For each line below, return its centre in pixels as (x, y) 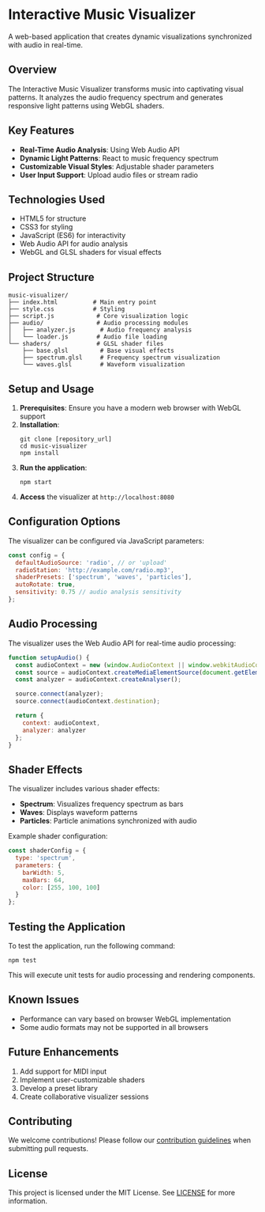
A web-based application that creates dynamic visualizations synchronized (130, 36)
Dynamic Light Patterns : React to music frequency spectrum (119, 158)
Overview (33, 70)
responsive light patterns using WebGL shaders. (86, 105)
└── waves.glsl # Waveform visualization (104, 365)
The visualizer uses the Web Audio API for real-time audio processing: (122, 643)
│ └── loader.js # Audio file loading (88, 337)
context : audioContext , (62, 723)
